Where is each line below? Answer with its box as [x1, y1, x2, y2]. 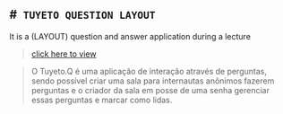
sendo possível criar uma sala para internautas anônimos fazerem [30, 75, 275, 86]
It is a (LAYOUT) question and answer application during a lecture [9, 31, 251, 41]
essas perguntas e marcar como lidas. [30, 94, 173, 105]
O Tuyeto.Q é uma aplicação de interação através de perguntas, [30, 66, 267, 76]
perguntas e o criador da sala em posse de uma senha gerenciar [30, 84, 270, 95]
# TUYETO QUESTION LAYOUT [9, 7, 156, 22]
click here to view [30, 48, 97, 59]
